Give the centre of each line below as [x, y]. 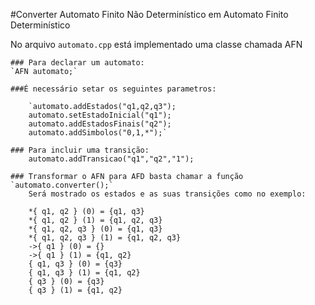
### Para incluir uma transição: [80, 150]
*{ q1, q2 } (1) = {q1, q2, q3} [95, 220]
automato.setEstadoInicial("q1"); [100, 115]
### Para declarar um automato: [77, 63]
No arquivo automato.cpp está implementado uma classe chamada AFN [156, 44]
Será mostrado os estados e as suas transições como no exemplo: [167, 194]
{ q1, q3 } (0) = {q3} [75, 264]
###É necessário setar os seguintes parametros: [113, 89]
